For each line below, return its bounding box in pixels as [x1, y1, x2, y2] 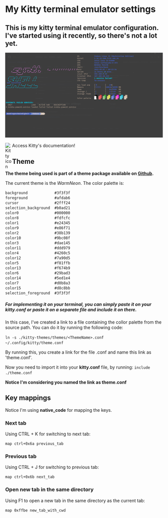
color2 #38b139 [5, 230, 70, 235]
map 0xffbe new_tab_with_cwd [5, 507, 66, 513]
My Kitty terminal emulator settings [5, 4, 156, 15]
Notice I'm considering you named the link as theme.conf [5, 379, 127, 385]
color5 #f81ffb [5, 261, 70, 266]
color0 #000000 [5, 210, 70, 215]
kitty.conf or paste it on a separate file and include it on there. [5, 307, 137, 313]
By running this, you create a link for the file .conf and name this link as [5, 349, 151, 355]
